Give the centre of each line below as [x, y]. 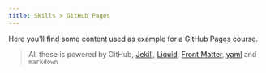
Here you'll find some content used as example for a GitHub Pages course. [133, 39]
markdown [43, 62]
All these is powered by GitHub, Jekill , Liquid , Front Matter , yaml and [142, 54]
